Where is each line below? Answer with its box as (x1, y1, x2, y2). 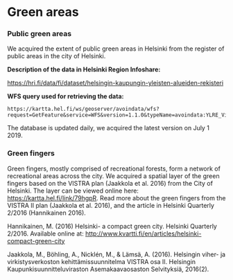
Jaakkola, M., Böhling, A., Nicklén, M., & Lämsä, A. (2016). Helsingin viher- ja (7, 250, 226, 259)
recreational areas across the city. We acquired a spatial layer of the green (7, 171, 220, 180)
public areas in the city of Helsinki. (7, 52, 106, 60)
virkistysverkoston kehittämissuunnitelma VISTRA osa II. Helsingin (7, 257, 196, 265)
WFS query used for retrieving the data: (7, 92, 124, 100)
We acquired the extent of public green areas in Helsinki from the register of (7, 44, 225, 53)
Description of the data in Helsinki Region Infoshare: (7, 65, 161, 73)
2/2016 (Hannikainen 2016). (7, 209, 87, 217)
